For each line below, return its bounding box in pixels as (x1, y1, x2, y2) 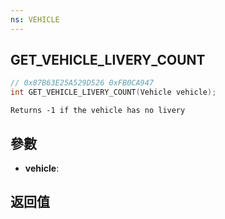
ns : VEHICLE (10, 14, 60, 25)
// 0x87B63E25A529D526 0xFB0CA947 (10, 78, 155, 88)
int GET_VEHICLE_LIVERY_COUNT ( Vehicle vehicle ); (10, 87, 217, 98)
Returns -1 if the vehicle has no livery (10, 106, 186, 116)
